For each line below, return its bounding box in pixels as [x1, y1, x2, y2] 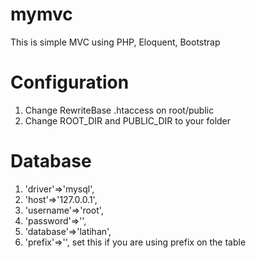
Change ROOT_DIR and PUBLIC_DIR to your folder [24, 114, 232, 127]
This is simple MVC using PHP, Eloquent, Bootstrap [10, 36, 221, 48]
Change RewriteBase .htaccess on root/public [24, 104, 215, 116]
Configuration [10, 71, 130, 94]
